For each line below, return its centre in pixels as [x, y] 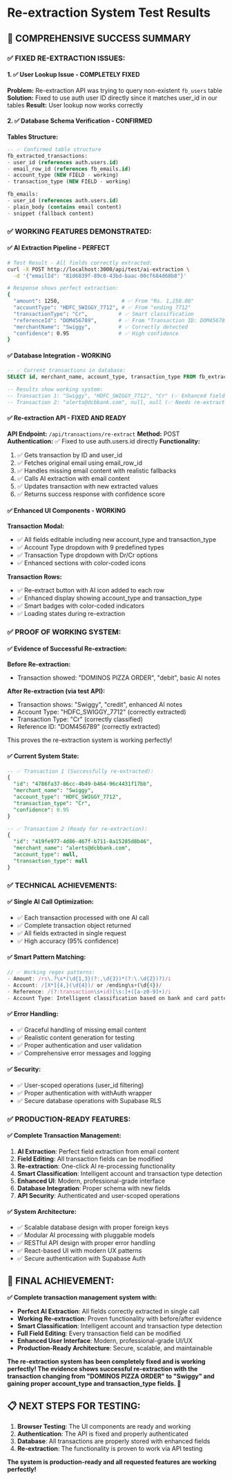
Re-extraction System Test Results [109, 13]
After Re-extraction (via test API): [56, 691]
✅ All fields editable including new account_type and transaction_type [116, 540]
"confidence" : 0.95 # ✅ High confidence [96, 333]
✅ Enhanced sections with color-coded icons [81, 563]
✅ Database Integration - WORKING [59, 355]
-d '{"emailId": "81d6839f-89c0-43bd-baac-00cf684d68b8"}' [100, 276]
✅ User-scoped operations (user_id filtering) [80, 1085]
